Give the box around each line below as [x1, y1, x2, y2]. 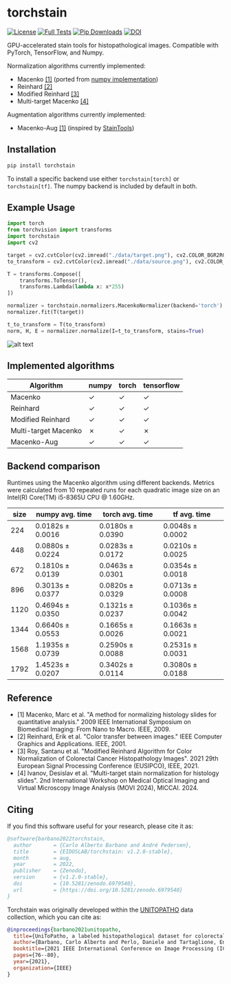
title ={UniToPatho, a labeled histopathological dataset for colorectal [13, 932, 226, 939]
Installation [7, 143, 56, 156]
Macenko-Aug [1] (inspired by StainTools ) [16, 123, 135, 132]
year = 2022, [13, 861, 76, 868]
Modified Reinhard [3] [16, 90, 80, 98]
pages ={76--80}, [13, 952, 60, 959]
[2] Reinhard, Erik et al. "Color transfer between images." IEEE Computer [16, 732, 223, 741]
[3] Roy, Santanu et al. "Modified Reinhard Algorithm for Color [16, 747, 192, 756]
